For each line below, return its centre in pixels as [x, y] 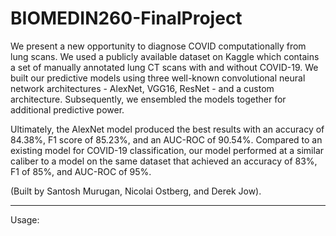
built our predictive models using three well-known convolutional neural [158, 78]
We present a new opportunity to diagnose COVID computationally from [158, 46]
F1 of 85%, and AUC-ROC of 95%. [81, 171]
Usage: [25, 219]
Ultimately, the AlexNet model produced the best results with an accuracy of [167, 129]
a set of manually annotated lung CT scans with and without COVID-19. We [164, 67]
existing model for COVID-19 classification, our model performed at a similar [167, 150]
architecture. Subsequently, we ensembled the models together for [148, 99]
